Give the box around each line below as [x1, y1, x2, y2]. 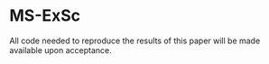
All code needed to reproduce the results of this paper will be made [9, 35, 261, 46]
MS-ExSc [9, 5, 81, 26]
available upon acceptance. [9, 44, 113, 55]
